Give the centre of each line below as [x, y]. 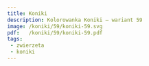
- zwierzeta [27, 45]
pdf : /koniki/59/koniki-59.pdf [55, 33]
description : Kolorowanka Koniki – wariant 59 [75, 20]
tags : [15, 39]
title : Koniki [27, 13]
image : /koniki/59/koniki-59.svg [55, 26]
